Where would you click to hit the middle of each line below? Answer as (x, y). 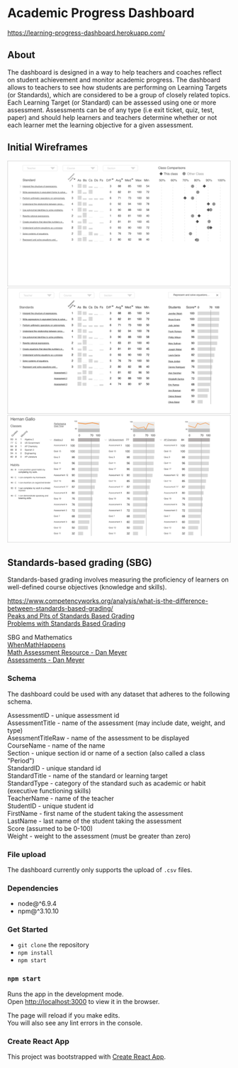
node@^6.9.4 (37, 904)
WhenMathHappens (36, 645)
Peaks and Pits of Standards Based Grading (71, 616)
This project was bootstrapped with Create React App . (87, 1057)
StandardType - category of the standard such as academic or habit (107, 783)
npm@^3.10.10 (38, 911)
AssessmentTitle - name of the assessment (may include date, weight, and (116, 723)
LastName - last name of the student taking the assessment (95, 821)
